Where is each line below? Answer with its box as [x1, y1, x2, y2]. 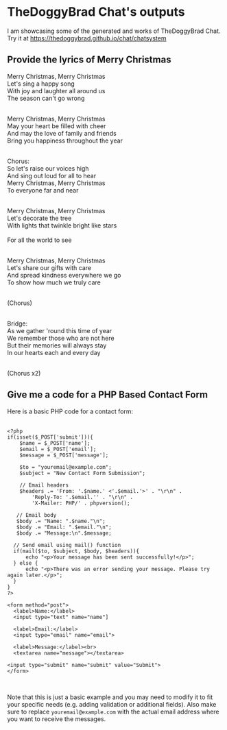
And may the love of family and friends [7, 129, 117, 137]
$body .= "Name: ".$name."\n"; [16, 518, 106, 524]
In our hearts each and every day [7, 348, 101, 356]
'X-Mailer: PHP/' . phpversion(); [32, 500, 130, 507]
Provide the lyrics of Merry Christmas [7, 54, 171, 66]
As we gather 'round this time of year [7, 326, 112, 334]
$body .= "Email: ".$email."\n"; [16, 524, 112, 531]
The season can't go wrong [7, 94, 85, 102]
